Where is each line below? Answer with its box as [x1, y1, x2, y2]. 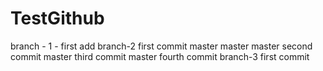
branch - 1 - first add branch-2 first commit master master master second [10, 40, 313, 52]
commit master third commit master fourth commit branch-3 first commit [10, 50, 310, 62]
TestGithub [10, 7, 105, 30]
